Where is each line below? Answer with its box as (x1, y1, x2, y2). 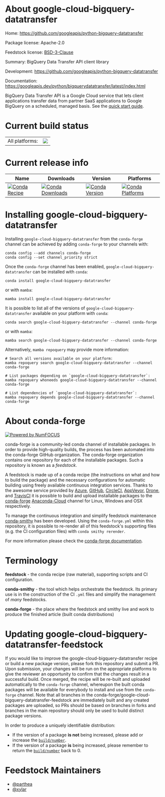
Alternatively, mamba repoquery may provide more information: (5, 346, 129, 352)
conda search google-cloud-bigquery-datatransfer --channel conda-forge (5, 320, 157, 325)
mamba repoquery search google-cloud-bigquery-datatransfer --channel (5, 360, 153, 365)
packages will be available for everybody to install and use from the (5, 686, 142, 692)
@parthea (12, 781, 33, 787)
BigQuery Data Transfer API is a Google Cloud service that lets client (5, 92, 144, 98)
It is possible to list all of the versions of (5, 305, 85, 311)
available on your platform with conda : (32, 310, 109, 316)
